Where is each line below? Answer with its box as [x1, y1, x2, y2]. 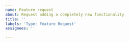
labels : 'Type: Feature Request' [5, 21, 76, 26]
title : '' [5, 16, 27, 21]
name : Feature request [5, 7, 54, 12]
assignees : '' [5, 26, 36, 31]
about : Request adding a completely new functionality [5, 12, 124, 17]
